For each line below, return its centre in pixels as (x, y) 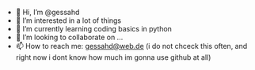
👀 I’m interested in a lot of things (68, 20)
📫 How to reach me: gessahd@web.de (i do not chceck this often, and (131, 46)
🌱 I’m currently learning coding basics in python (94, 29)
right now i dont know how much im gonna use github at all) (113, 57)
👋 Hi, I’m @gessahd (48, 12)
